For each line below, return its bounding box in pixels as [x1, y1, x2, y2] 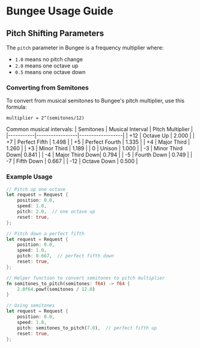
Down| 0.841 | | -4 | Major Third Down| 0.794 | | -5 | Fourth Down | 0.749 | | [6, 151, 193, 159]
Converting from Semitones [6, 83, 89, 91]
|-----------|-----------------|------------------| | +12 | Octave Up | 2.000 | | [6, 132, 195, 139]
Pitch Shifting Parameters [6, 28, 104, 38]
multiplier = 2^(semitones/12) [6, 115, 85, 121]
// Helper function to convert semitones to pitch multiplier [6, 275, 165, 281]
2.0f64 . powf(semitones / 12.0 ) [17, 286, 95, 292]
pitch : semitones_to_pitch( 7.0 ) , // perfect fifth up [17, 325, 157, 331]
